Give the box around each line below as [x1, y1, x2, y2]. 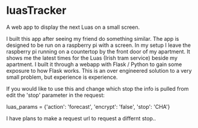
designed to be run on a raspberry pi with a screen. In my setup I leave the [6, 41, 191, 49]
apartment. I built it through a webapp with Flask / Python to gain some [6, 61, 182, 68]
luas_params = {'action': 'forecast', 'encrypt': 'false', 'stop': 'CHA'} [6, 103, 170, 110]
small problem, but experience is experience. [6, 73, 118, 81]
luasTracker [6, 4, 67, 17]
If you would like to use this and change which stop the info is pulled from [6, 85, 189, 92]
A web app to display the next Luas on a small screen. [6, 23, 140, 31]
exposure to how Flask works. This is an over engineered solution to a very [6, 67, 192, 74]
